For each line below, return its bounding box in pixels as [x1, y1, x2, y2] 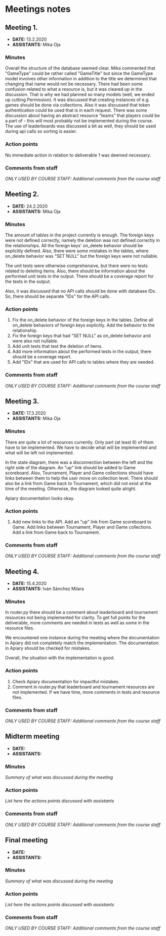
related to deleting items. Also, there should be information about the [5, 268, 145, 274]
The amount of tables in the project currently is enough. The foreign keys [5, 232, 154, 238]
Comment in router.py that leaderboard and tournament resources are [12, 684, 155, 690]
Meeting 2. [5, 190, 40, 199]
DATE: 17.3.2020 [12, 410, 46, 416]
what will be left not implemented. [5, 449, 74, 455]
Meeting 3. [5, 397, 40, 405]
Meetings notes [5, 3, 71, 15]
